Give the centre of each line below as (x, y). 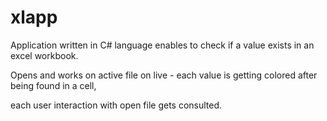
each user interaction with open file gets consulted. (116, 105)
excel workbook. (44, 55)
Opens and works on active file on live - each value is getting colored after (164, 75)
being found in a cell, (53, 85)
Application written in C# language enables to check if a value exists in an (162, 45)
